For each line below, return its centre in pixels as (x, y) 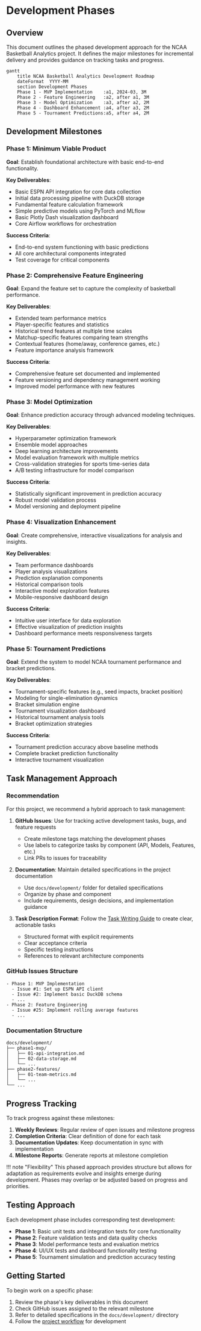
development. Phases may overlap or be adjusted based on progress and (97, 1180)
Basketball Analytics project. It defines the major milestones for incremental (100, 54)
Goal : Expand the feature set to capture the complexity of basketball (91, 288)
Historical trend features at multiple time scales (73, 331)
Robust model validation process (55, 500)
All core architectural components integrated (70, 253)
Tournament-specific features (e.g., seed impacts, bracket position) (99, 691)
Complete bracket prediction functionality (66, 753)
